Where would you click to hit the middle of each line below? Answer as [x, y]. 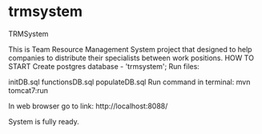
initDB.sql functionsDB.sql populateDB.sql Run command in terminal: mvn [129, 82]
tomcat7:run [28, 90]
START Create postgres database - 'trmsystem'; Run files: [104, 66]
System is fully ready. [44, 121]
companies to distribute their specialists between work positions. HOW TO [131, 58]
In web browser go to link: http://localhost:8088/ [88, 106]
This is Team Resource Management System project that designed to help [130, 49]
